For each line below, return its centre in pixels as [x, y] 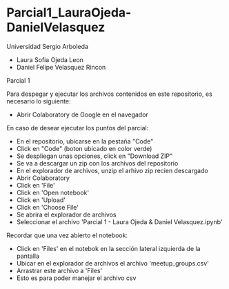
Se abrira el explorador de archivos [66, 215]
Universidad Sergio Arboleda [48, 46]
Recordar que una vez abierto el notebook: [67, 235]
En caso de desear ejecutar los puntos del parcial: [78, 128]
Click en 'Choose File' [47, 207]
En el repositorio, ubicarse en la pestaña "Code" [85, 141]
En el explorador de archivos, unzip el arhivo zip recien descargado [112, 170]
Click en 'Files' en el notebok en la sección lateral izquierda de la [108, 248]
